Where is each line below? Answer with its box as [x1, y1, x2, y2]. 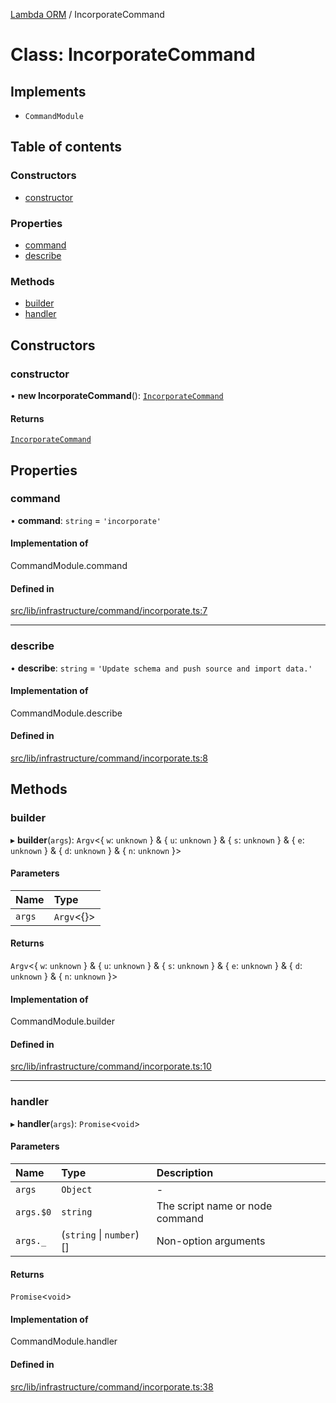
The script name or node [156, 1199, 273, 1213]
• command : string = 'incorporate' [10, 514, 162, 526]
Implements [10, 83, 87, 100]
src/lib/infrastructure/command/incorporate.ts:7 [10, 605, 208, 617]
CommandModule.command [10, 560, 128, 572]
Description [156, 1165, 214, 1179]
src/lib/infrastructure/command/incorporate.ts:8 [10, 752, 208, 764]
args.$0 [15, 1206, 52, 1218]
